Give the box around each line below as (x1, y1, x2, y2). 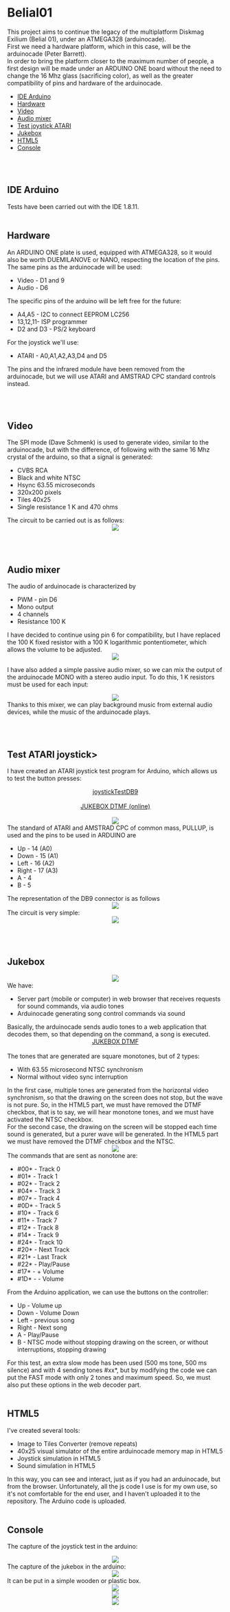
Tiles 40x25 (16, 496, 51, 504)
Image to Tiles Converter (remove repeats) (16, 1439, 138, 1448)
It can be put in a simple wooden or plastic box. (7, 1577, 141, 1585)
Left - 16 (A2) (16, 859, 55, 867)
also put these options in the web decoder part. (7, 1380, 141, 1389)
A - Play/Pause (16, 1330, 60, 1338)
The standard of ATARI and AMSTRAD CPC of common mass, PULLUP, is (7, 824, 214, 832)
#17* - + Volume (16, 1267, 65, 1276)
